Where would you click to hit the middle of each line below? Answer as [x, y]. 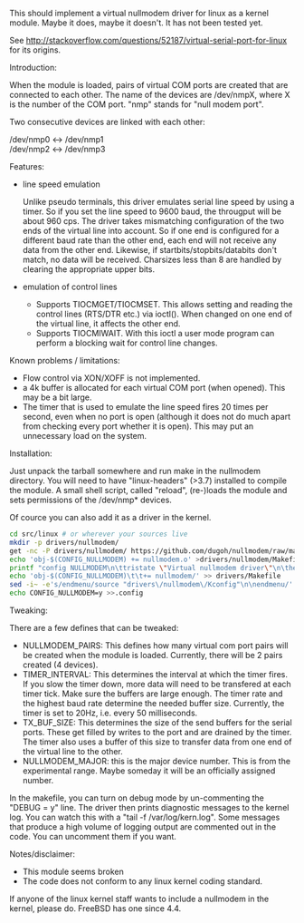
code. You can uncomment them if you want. [93, 836]
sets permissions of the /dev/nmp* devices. [90, 500]
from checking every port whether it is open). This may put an [138, 426]
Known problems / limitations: [65, 360]
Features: [27, 166]
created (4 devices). [60, 665]
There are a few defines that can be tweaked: [94, 628]
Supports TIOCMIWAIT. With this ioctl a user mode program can [155, 333]
